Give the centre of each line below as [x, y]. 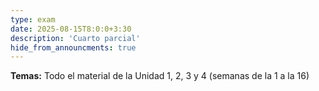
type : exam [33, 19]
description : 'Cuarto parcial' [75, 38]
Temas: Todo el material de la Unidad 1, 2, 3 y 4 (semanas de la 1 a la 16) [160, 76]
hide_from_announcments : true [73, 47]
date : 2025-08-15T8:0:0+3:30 [71, 29]
